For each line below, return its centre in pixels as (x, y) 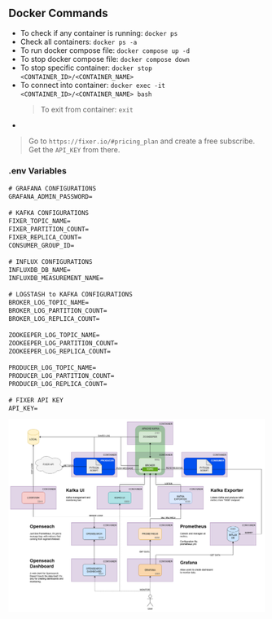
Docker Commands (58, 13)
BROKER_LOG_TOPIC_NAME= (49, 303)
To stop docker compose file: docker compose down (105, 59)
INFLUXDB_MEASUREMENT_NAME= (56, 279)
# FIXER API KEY (36, 401)
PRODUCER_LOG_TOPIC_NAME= (52, 368)
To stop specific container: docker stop (86, 68)
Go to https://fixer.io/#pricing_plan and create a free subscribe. (141, 141)
